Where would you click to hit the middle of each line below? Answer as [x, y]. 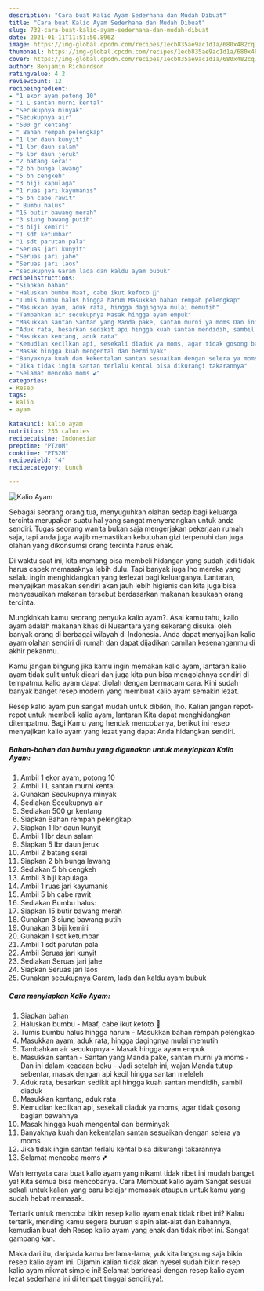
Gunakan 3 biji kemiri [54, 927]
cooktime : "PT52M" [39, 453]
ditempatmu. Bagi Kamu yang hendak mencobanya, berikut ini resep [119, 723]
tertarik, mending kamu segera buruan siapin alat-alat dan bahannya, [120, 1221]
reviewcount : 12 [35, 81]
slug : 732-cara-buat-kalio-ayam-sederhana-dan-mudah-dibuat [109, 30]
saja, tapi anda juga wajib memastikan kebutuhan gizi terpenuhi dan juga [126, 537]
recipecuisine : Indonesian [53, 438]
